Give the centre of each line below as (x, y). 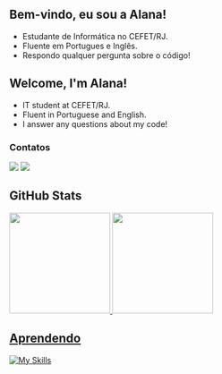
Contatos (30, 147)
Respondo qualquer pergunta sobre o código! (106, 55)
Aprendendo (45, 339)
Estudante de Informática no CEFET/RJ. (95, 36)
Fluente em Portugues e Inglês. (80, 46)
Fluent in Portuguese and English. (84, 115)
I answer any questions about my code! (95, 123)
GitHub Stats (46, 196)
